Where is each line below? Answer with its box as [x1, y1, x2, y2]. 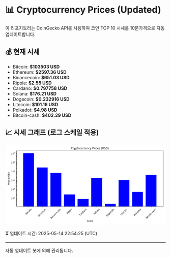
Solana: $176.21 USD [12, 90, 57, 96]
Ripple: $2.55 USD [12, 80, 52, 86]
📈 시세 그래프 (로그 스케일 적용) [5, 128, 99, 137]
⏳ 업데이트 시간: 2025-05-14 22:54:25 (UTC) [5, 230, 98, 236]
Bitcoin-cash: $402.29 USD [12, 112, 72, 118]
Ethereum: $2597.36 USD [12, 69, 67, 75]
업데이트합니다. [5, 31, 36, 37]
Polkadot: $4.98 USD [12, 107, 58, 113]
